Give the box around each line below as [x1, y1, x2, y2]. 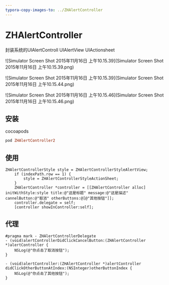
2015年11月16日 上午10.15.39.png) [5, 64, 74, 70]
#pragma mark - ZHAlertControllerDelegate [5, 233, 96, 239]
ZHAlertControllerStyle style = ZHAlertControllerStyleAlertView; [5, 167, 148, 173]
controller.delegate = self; [14, 200, 76, 206]
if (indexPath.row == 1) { [14, 172, 71, 177]
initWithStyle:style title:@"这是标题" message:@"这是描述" [5, 191, 129, 196]
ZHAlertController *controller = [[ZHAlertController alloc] [14, 185, 146, 191]
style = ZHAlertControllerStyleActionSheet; [23, 176, 119, 181]
